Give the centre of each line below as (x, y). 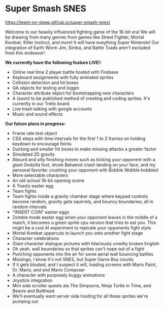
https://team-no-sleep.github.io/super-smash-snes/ (58, 22)
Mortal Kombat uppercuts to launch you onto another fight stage (78, 233)
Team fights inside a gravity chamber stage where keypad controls (80, 196)
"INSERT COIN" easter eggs (41, 212)
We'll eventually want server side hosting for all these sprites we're (80, 296)
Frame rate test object (35, 133)
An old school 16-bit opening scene (48, 180)
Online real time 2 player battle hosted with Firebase (65, 72)
